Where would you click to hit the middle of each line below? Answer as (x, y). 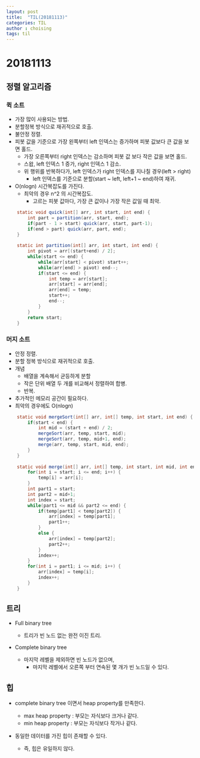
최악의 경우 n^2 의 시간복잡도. (58, 194)
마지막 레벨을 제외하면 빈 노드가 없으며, (69, 660)
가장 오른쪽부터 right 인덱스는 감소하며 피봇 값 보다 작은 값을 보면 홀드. (105, 156)
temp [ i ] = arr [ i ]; (61, 478)
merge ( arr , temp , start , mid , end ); (83, 445)
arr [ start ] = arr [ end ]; (78, 284)
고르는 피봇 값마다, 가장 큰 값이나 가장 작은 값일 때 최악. (97, 201)
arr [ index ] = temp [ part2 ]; (82, 539)
